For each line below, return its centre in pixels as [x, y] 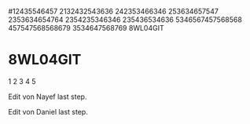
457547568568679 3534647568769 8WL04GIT [86, 28]
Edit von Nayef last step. [48, 97]
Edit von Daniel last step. [48, 111]
